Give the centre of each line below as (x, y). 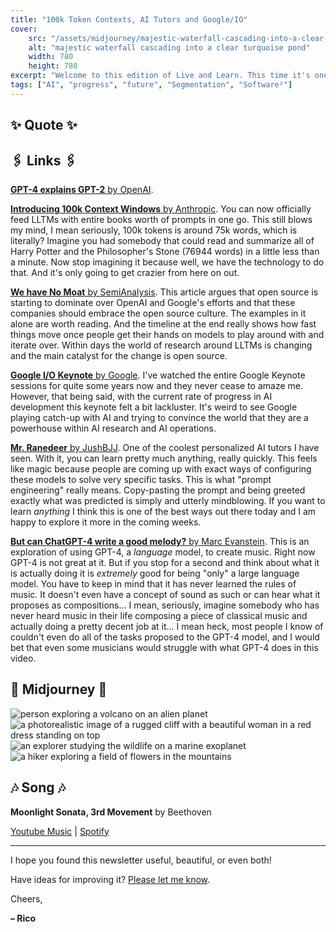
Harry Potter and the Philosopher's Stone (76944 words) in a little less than (165, 251)
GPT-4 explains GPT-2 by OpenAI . (82, 189)
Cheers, (26, 898)
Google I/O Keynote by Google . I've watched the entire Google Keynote (158, 375)
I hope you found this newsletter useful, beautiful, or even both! (141, 860)
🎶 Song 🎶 (38, 787)
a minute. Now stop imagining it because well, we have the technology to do (167, 262)
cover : (24, 29)
